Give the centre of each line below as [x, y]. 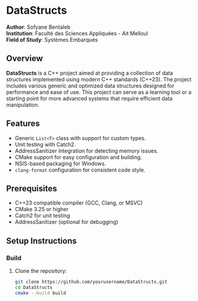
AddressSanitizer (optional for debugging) [66, 222]
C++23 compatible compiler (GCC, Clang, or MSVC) [79, 203]
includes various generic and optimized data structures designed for [90, 86]
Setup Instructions [41, 241]
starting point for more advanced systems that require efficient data [89, 98]
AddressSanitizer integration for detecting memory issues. [86, 151]
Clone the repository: [41, 271]
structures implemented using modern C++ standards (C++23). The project [99, 79]
